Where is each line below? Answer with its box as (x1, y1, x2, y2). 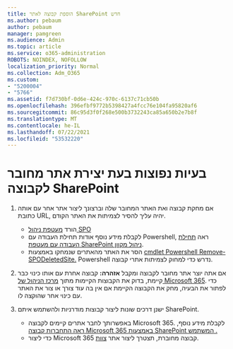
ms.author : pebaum (7, 17, 61, 24)
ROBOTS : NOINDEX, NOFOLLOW (7, 57, 87, 64)
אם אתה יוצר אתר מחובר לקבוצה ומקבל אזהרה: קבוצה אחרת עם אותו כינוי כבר (17, 269, 227, 278)
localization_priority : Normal (7, 63, 100, 70)
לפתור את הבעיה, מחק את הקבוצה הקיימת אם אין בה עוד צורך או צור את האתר (17, 284, 227, 292)
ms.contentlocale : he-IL (7, 122, 80, 129)
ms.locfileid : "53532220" (7, 135, 83, 142)
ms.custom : (7, 76, 40, 83)
